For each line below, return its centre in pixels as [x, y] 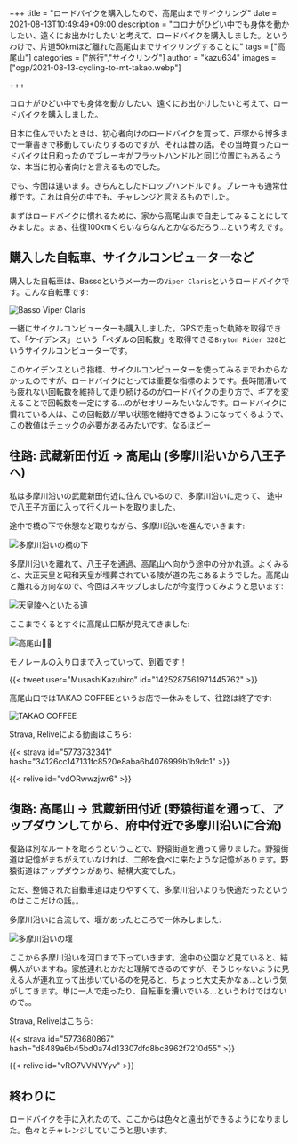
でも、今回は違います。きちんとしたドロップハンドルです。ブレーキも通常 [145, 186]
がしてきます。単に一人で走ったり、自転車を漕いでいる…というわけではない [148, 991]
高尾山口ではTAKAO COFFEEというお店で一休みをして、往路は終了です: [141, 698]
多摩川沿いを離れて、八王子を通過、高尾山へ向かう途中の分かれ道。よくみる [149, 563]
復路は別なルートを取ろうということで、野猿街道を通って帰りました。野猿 [145, 848]
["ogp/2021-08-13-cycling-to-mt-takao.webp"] [95, 68]
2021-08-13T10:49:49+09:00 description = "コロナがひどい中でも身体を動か [149, 24]
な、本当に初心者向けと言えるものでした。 [87, 167]
